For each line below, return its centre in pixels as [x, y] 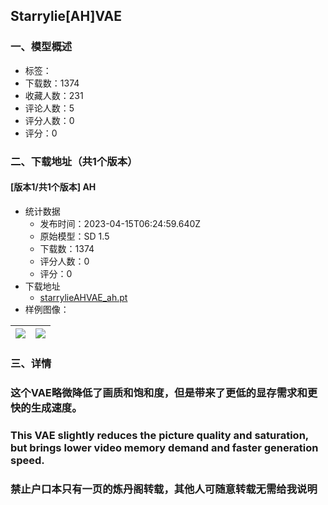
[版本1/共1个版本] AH [53, 187]
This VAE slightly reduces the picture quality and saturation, [159, 435]
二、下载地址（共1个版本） [74, 161]
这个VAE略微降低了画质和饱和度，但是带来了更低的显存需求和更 [164, 392]
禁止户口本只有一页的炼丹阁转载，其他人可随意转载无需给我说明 [164, 489]
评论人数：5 [49, 108]
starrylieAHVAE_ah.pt [83, 297]
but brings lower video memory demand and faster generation [164, 447]
